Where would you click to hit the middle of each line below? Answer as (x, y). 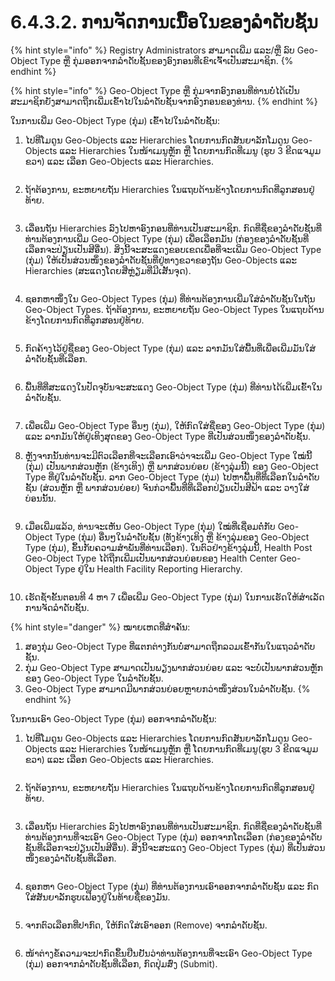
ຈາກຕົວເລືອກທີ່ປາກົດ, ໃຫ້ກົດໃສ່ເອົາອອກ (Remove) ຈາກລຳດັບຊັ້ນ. (146, 925)
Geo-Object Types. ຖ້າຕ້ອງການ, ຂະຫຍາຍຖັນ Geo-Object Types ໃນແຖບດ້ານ (174, 309)
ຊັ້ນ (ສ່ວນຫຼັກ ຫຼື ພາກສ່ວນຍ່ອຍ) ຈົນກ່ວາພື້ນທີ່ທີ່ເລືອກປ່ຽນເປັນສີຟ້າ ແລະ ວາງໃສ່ (167, 487)
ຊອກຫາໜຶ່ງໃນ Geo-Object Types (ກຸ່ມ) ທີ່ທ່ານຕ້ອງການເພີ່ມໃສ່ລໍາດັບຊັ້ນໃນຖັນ (170, 298)
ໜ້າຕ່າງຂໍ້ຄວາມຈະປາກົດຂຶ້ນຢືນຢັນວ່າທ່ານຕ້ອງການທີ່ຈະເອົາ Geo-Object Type (168, 953)
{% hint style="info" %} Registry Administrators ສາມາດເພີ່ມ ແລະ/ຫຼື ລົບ (152, 50)
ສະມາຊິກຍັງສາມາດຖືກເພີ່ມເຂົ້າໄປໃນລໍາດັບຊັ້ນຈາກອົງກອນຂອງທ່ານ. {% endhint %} (164, 101)
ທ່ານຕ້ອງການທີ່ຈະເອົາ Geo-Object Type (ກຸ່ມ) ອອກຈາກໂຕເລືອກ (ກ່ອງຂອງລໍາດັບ (173, 837)
